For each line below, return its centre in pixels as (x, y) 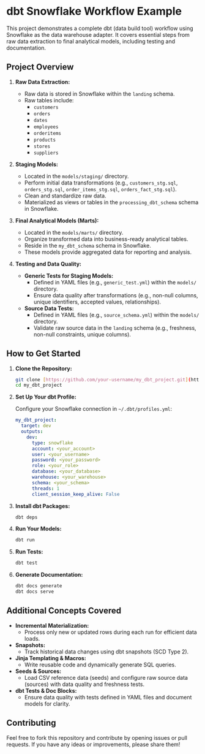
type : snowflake (52, 443)
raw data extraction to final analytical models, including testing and (91, 41)
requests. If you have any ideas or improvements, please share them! (93, 744)
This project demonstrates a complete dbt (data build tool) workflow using (100, 28)
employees (46, 127)
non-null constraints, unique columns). (82, 334)
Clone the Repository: (43, 368)
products (45, 140)
